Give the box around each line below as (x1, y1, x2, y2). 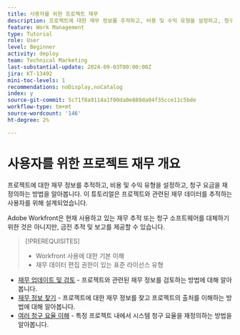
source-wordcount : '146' (7, 110, 81, 117)
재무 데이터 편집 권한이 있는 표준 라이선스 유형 (35, 260, 164, 269)
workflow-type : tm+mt (7, 103, 72, 110)
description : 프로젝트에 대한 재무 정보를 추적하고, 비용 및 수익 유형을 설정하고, (7, 17, 221, 24)
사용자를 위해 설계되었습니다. (7, 198, 88, 207)
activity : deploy (7, 51, 59, 58)
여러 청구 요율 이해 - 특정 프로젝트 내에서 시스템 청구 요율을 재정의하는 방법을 (17, 311, 232, 319)
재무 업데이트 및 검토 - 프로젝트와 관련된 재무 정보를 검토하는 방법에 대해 (17, 275, 219, 284)
